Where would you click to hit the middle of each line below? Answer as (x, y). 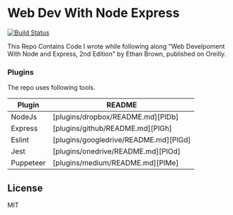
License (25, 188)
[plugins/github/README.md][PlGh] (112, 129)
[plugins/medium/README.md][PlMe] (116, 163)
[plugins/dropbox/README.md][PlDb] (116, 117)
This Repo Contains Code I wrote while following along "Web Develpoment (116, 46)
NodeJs (24, 117)
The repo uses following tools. (51, 88)
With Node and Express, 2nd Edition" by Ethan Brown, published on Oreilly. (117, 54)
